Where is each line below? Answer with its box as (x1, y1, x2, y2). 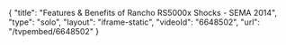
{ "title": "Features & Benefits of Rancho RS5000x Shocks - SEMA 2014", (8, 8, 278, 18)
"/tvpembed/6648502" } (8, 26, 100, 36)
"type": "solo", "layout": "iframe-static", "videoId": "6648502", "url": (8, 17, 261, 27)
